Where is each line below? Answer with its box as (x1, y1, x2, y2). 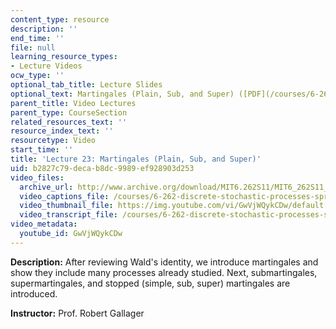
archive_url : (19, 182, 74, 192)
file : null (10, 42, 56, 53)
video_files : (10, 172, 65, 183)
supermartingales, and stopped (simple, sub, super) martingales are (10, 277, 291, 289)
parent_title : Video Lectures (10, 98, 137, 108)
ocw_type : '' (10, 71, 65, 81)
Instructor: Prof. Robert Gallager (10, 307, 145, 319)
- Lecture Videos (10, 61, 83, 71)
